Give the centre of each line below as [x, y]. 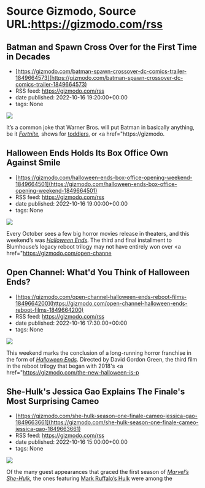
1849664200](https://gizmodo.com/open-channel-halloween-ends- [101, 303]
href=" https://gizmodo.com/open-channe [59, 253]
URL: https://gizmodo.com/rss [85, 24]
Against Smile [33, 163]
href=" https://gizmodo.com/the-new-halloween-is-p [73, 372]
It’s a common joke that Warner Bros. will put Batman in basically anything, [100, 127]
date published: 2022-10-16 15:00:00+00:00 [71, 442]
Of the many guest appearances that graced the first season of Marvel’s [98, 472]
